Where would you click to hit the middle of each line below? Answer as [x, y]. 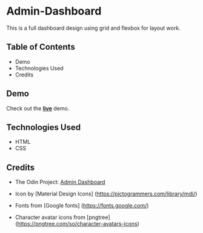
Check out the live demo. [38, 108]
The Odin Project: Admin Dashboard [60, 182]
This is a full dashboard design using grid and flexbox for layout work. [93, 28]
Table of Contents [41, 47]
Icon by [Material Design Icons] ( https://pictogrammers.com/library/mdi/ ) [106, 194]
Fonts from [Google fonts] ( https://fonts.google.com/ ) [82, 206]
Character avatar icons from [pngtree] [62, 217]
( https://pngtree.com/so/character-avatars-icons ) [77, 224]
